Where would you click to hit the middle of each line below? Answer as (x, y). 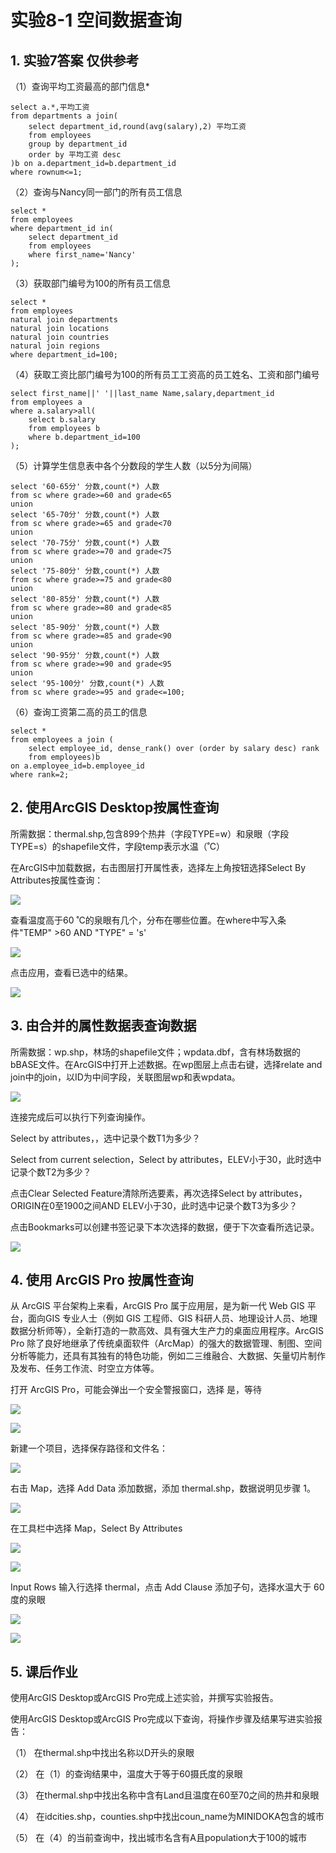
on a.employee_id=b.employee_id (77, 766)
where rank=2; (40, 775)
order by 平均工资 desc (75, 155)
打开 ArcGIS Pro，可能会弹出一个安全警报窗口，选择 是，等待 (136, 1390)
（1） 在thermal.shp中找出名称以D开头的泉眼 (102, 1753)
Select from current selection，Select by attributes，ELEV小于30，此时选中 (166, 1159)
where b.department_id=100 (84, 437)
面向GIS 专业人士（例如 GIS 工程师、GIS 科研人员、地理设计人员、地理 (172, 1318)
